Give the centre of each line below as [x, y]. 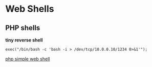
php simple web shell [28, 59]
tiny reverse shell [24, 40]
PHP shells [23, 28]
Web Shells [30, 9]
